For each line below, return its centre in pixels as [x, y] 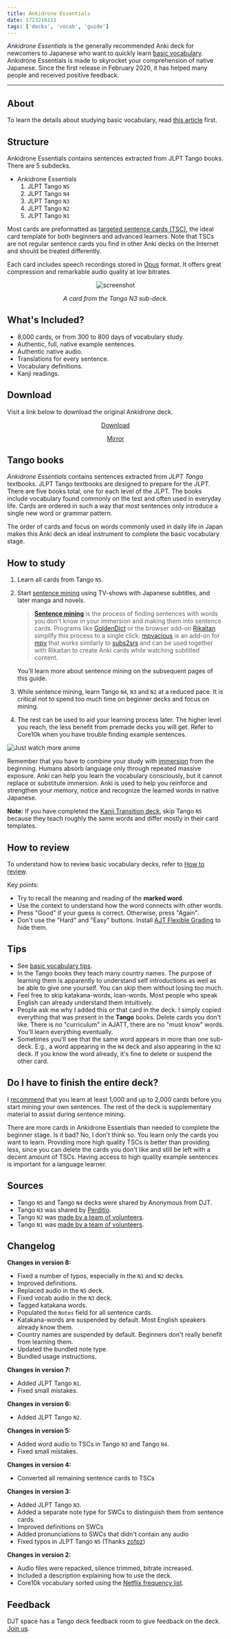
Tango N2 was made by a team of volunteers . [80, 1217]
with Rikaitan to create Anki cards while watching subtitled [117, 650]
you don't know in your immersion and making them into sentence [128, 621]
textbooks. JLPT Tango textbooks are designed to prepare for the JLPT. [109, 484]
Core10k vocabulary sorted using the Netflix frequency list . [100, 1583]
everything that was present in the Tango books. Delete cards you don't [119, 1017]
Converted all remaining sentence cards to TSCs [86, 1478]
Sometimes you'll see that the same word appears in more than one [113, 1039]
